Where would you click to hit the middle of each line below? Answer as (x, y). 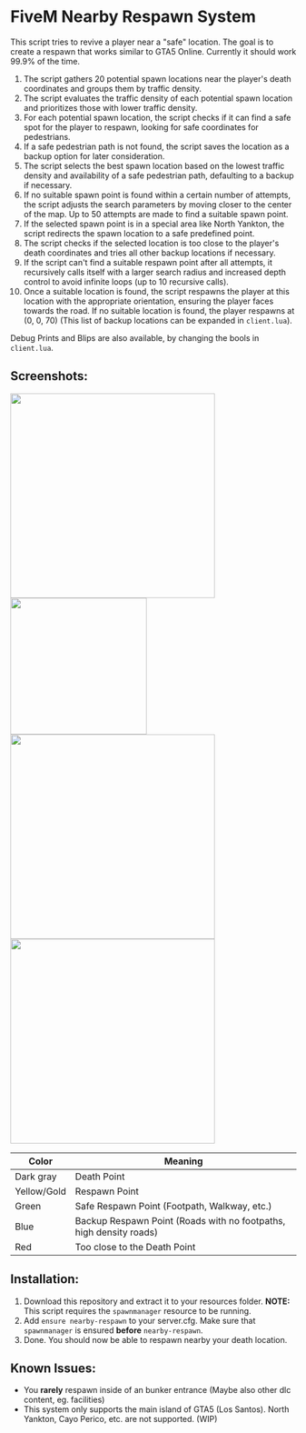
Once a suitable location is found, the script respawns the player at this (156, 291)
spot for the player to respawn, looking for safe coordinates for (141, 127)
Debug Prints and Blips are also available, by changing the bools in (135, 337)
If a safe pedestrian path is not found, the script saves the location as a (156, 146)
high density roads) (116, 1232)
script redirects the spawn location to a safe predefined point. (139, 233)
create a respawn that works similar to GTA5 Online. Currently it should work (153, 51)
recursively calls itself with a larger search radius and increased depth (155, 272)
